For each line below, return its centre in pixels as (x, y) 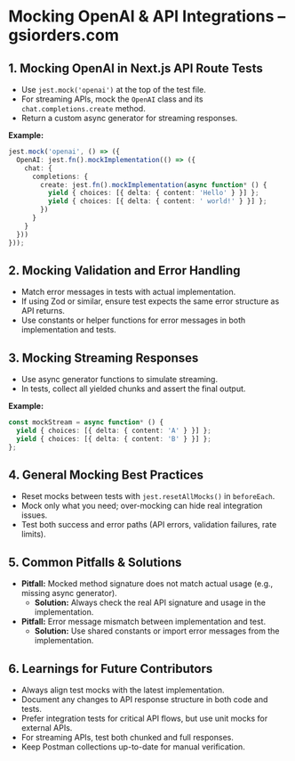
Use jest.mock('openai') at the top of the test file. (113, 90)
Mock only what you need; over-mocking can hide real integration (142, 506)
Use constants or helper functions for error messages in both (133, 320)
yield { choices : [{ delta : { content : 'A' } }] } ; (114, 430)
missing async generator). (69, 593)
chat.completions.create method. (83, 108)
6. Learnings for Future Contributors (111, 669)
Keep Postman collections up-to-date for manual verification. (133, 747)
